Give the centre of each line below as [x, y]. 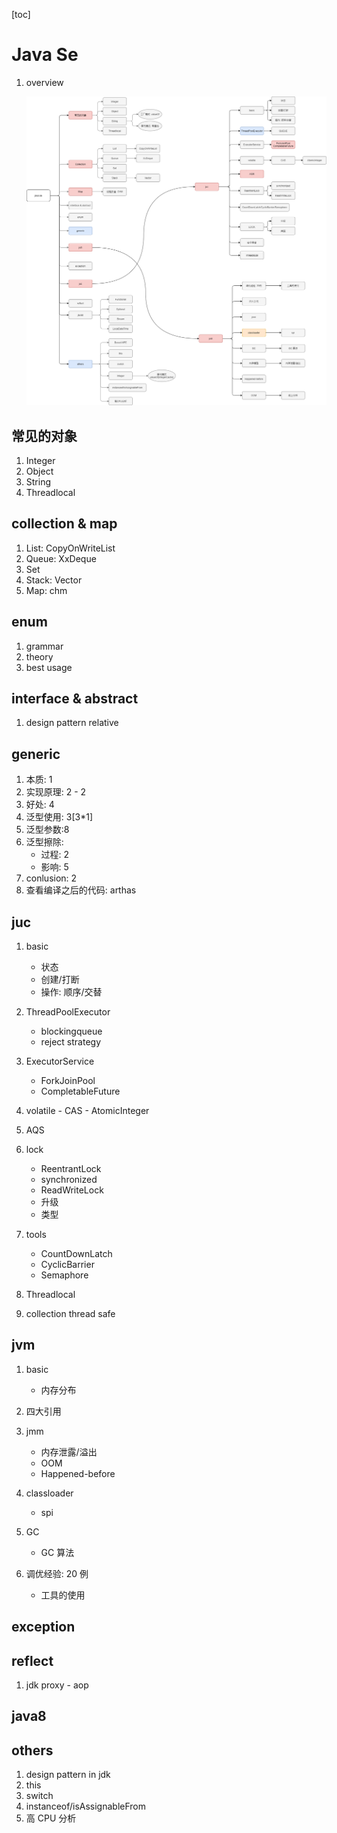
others [32, 1750]
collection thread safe [70, 1314]
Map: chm [46, 590]
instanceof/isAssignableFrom [86, 1806]
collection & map [64, 524]
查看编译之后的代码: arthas [81, 890]
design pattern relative [72, 723]
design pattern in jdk [68, 1775]
